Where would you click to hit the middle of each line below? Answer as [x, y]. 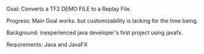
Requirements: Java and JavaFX [47, 44]
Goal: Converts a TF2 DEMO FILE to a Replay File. [69, 9]
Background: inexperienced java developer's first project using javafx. [95, 33]
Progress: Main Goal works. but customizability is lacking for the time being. [102, 21]
